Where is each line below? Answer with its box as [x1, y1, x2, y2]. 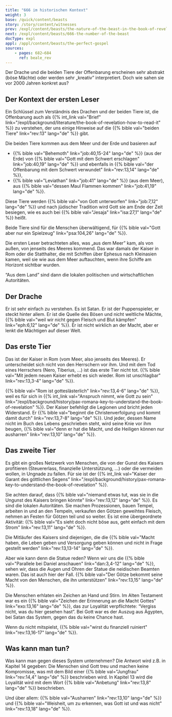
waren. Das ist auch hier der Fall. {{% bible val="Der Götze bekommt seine [5, 571, 163, 577]
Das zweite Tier [5, 446, 56, 455]
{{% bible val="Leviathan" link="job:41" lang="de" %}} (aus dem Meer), [12, 177, 164, 184]
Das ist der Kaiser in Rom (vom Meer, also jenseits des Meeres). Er [5, 356, 146, 362]
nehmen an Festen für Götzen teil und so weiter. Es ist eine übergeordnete [5, 513, 162, 520]
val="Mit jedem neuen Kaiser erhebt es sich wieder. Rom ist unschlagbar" [5, 372, 161, 379]
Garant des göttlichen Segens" [5, 476, 70, 482]
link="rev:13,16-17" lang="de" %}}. [5, 629, 78, 635]
